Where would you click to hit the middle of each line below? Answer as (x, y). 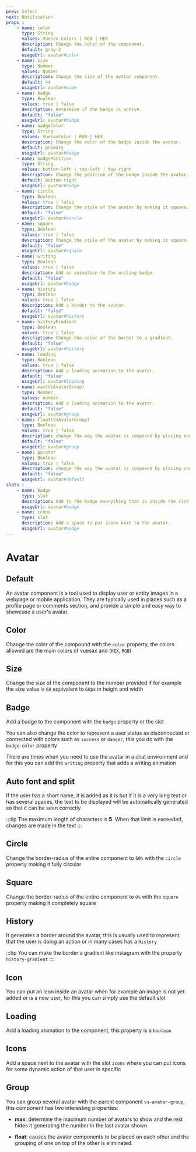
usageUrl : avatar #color (50, 55)
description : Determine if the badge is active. (82, 109)
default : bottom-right (49, 180)
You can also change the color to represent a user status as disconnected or (98, 733)
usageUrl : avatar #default (53, 480)
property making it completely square (51, 903)
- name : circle (35, 191)
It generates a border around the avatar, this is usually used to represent (93, 935)
